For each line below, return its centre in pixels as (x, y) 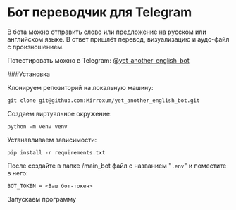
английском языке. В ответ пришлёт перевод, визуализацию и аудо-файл (118, 39)
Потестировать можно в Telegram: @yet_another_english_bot (99, 60)
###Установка (29, 74)
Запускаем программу (42, 199)
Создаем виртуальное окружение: (60, 113)
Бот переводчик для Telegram (100, 12)
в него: (18, 173)
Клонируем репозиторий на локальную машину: (80, 87)
